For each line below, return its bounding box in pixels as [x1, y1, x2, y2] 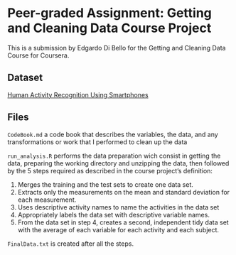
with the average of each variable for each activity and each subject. [17, 225, 219, 234]
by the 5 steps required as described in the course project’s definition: [7, 166, 213, 175]
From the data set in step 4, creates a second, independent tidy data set [17, 218, 229, 227]
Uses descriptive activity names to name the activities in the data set [17, 202, 220, 211]
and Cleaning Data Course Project [7, 20, 212, 36]
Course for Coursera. [7, 51, 70, 60]
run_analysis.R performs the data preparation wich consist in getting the [7, 151, 221, 160]
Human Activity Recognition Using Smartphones [7, 90, 149, 99]
